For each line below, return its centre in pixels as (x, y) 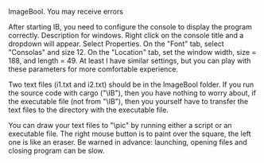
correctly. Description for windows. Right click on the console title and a (126, 35)
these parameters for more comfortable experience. (93, 69)
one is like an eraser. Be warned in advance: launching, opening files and (128, 142)
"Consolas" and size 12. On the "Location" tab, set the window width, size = (132, 52)
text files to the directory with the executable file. (89, 110)
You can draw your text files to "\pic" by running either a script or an (120, 125)
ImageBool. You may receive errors (66, 12)
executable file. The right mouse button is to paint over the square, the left (130, 134)
